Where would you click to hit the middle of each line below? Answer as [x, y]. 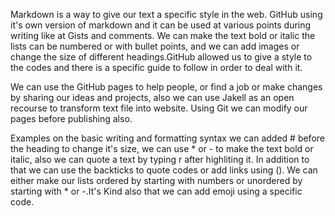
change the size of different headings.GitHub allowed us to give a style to [161, 57]
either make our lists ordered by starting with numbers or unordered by [156, 180]
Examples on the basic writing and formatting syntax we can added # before [167, 138]
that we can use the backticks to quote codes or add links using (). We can [164, 170]
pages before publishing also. [71, 118]
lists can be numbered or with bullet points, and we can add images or [155, 46]
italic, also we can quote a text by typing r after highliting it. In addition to [160, 159]
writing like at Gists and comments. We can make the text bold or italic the [163, 35]
